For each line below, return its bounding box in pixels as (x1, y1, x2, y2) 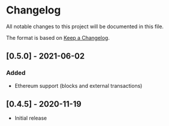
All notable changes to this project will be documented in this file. (6, 23, 164, 30)
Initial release (14, 115, 47, 122)
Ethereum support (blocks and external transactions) (14, 82, 143, 89)
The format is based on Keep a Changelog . (6, 34, 110, 41)
